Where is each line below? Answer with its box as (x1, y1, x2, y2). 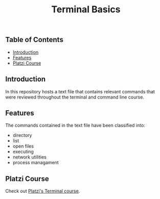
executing (12, 149, 34, 155)
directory (12, 132, 32, 138)
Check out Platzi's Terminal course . (5, 188, 80, 194)
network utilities (12, 154, 47, 160)
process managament (12, 160, 59, 166)
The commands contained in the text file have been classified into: (5, 122, 146, 129)
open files (12, 143, 34, 149)
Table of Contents (5, 35, 64, 44)
